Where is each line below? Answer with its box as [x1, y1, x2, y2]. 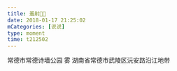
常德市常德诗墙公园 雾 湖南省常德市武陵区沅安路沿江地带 [7, 56, 170, 65]
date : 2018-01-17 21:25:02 [7, 17, 86, 24]
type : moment [7, 29, 45, 37]
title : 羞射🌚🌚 [7, 10, 47, 17]
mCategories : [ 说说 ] [7, 23, 65, 30]
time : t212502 [7, 36, 49, 43]
